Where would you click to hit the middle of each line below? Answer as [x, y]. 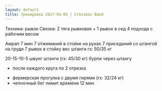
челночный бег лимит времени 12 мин [53, 83]
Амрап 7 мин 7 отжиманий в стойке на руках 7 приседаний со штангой [81, 43]
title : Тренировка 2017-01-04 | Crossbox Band [54, 14]
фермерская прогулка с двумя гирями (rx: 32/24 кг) [68, 78]
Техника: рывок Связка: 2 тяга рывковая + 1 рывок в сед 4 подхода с [79, 28]
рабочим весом [22, 34]
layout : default [22, 10]
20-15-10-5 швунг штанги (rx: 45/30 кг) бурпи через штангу [69, 58]
